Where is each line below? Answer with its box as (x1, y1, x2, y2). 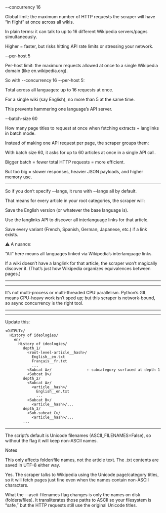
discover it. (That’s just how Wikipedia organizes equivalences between (5, 266, 151, 271)
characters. (5, 482, 29, 488)
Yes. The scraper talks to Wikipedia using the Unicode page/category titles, (5, 472, 159, 477)
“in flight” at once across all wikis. (5, 19, 74, 25)
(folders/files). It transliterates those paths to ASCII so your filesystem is (5, 497, 152, 503)
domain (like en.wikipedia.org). (5, 68, 68, 74)
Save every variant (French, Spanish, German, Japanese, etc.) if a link (5, 227, 147, 232)
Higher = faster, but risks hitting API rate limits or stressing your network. (5, 43, 154, 49)
